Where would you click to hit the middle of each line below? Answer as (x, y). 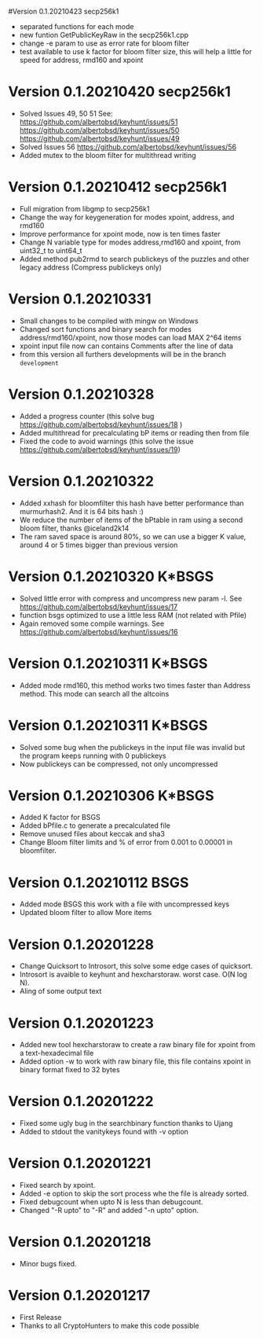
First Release (40, 1317)
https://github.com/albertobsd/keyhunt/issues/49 (100, 138)
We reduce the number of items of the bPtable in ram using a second (131, 520)
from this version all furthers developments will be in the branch (122, 354)
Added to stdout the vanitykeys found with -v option (104, 1132)
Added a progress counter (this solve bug (87, 416)
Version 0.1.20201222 (81, 1102)
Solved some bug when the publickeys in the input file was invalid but (132, 747)
